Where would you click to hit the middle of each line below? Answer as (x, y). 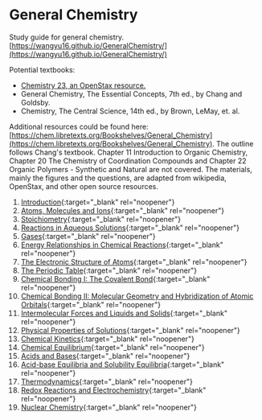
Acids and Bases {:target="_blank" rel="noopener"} (105, 356)
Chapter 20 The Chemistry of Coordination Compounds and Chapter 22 (128, 161)
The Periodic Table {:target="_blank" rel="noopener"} (109, 270)
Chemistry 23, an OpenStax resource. (83, 85)
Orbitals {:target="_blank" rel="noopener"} (91, 304)
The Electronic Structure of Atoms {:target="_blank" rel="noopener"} (134, 261)
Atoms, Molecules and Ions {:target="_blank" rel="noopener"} (122, 210)
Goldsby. (35, 102)
